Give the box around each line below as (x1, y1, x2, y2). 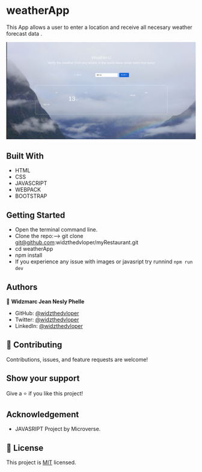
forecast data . (6, 30, 43, 37)
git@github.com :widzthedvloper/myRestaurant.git (14, 239, 139, 246)
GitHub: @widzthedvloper (14, 310, 79, 317)
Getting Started (6, 210, 66, 220)
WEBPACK (14, 186, 41, 194)
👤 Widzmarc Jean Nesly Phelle (6, 298, 85, 305)
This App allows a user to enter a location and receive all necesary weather (6, 24, 192, 31)
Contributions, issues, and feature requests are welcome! (6, 356, 148, 363)
